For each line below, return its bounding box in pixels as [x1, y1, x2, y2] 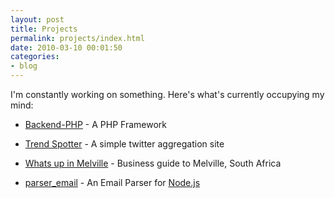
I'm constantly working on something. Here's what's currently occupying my [10, 89, 325, 100]
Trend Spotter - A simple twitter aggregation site [24, 138, 225, 150]
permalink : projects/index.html [10, 33, 145, 43]
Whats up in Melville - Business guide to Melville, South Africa [24, 157, 282, 169]
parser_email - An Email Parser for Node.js [24, 177, 201, 188]
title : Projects [10, 24, 78, 34]
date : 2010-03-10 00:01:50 [10, 42, 123, 53]
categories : [10, 52, 60, 62]
